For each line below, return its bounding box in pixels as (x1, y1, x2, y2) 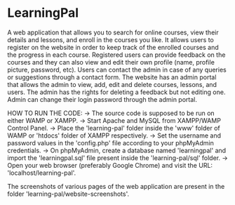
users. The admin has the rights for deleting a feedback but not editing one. (7, 88, 226, 96)
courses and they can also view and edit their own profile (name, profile (7, 58, 215, 66)
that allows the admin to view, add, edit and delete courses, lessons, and (7, 80, 217, 88)
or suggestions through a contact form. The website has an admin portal (7, 72, 217, 81)
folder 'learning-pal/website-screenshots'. (7, 190, 130, 198)
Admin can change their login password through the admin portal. (7, 95, 198, 103)
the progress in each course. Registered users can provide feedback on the (7, 51, 226, 59)
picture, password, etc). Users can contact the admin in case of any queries (7, 65, 227, 74)
